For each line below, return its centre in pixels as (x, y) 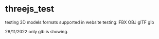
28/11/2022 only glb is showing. (37, 31)
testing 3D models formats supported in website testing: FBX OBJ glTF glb (80, 22)
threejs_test (30, 9)
